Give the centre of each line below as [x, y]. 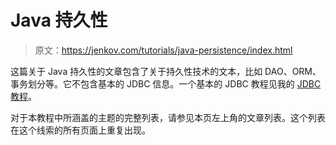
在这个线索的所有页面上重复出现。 [80, 130]
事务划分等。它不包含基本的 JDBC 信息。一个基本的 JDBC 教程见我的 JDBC [166, 83]
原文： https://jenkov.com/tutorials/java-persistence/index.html [163, 50]
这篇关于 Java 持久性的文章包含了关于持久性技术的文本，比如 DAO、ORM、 [166, 71]
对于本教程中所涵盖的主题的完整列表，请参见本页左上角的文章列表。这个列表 [168, 117]
